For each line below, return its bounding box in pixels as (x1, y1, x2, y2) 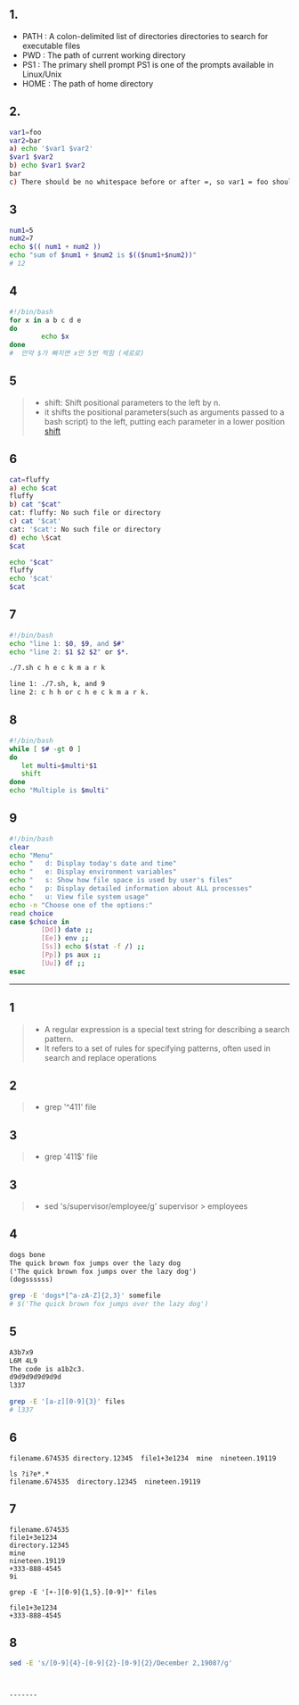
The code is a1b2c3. (9, 1364, 86, 1373)
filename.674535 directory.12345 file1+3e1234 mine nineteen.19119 (9, 1453, 277, 1462)
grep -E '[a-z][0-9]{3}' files (9, 1397, 125, 1406)
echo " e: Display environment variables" (9, 867, 177, 877)
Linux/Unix (21, 69, 62, 79)
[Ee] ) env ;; (41, 934, 90, 943)
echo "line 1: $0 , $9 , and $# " (9, 639, 125, 648)
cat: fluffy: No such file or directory (9, 509, 162, 517)
